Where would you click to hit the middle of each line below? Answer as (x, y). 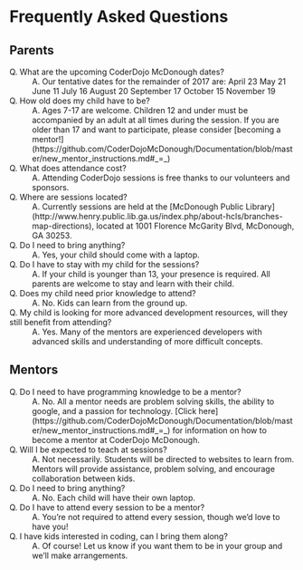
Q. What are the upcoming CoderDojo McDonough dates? (117, 72)
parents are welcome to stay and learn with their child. (133, 284)
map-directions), (63, 226)
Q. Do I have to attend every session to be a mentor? (107, 507)
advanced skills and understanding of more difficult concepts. (147, 341)
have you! (50, 527)
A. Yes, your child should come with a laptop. (116, 255)
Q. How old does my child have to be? (80, 101)
